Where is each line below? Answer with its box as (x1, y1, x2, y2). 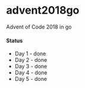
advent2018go (6, 4, 80, 17)
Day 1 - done (14, 50, 46, 57)
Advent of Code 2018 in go (6, 23, 72, 30)
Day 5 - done (14, 76, 48, 83)
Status (6, 37, 23, 44)
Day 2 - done (14, 56, 48, 64)
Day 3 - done (14, 63, 48, 70)
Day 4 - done (14, 69, 48, 76)
